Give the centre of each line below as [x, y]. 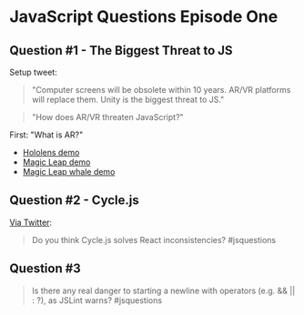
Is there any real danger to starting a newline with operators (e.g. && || [163, 290]
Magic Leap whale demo [69, 172]
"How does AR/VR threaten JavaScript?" [107, 117]
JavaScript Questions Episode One [144, 17]
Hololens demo [51, 152]
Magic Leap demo [56, 162]
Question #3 [46, 269]
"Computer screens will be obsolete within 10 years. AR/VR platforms [161, 90]
